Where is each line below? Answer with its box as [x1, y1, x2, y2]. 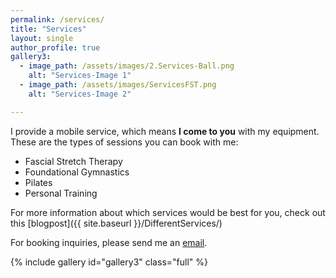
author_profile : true [10, 42, 101, 53]
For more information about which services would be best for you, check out [10, 206, 326, 218]
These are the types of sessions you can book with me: [10, 136, 239, 148]
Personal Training [24, 187, 98, 199]
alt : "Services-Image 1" [28, 71, 132, 81]
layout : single [10, 33, 74, 43]
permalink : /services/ [10, 14, 105, 25]
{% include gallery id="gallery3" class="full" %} [10, 256, 208, 268]
